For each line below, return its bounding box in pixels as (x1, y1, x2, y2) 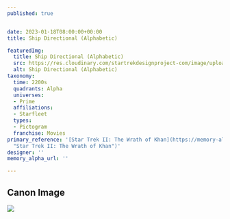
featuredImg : (7, 47, 44, 54)
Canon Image (7, 186, 65, 198)
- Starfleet (13, 111, 48, 118)
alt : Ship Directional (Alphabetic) (13, 66, 118, 73)
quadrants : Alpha (13, 85, 63, 92)
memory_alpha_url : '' (7, 155, 69, 162)
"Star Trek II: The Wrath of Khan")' (13, 142, 121, 149)
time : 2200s (13, 79, 48, 86)
